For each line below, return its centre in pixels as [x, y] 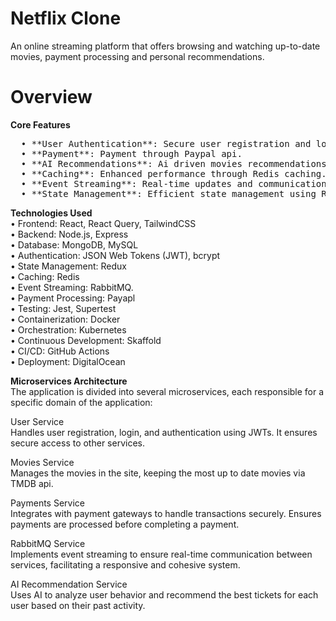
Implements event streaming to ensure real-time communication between [161, 554]
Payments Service [47, 503]
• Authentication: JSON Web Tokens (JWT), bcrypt [115, 255]
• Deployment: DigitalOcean [68, 361]
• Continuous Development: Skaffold [86, 340]
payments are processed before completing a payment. [125, 524]
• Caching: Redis [45, 276]
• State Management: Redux [68, 266]
